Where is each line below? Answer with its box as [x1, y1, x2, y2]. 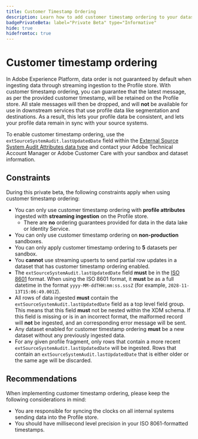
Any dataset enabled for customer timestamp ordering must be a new [14, 325, 184, 332]
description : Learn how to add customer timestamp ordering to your [6, 14, 178, 20]
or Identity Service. [23, 225, 70, 232]
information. [6, 156, 36, 163]
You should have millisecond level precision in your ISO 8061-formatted [14, 420, 189, 427]
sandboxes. [14, 237, 43, 245]
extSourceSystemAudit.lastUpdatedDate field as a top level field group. [14, 300, 185, 307]
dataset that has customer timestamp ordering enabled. [14, 263, 150, 270]
